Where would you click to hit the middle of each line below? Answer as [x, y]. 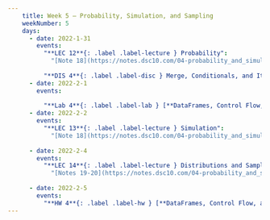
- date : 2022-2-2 [58, 114]
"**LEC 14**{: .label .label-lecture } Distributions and [143, 166]
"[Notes [64, 173]
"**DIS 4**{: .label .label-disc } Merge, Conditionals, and [148, 76]
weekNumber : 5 [46, 23]
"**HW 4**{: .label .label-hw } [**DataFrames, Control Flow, [150, 203]
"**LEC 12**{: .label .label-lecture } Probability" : [135, 53]
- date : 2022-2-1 [58, 83]
